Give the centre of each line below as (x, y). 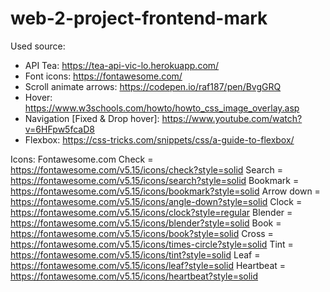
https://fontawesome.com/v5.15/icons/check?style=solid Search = (146, 169)
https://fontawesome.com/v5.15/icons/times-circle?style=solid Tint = (152, 244)
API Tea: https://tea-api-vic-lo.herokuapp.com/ (122, 65)
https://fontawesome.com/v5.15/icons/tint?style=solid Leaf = (135, 254)
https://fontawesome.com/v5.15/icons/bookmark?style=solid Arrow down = (165, 191)
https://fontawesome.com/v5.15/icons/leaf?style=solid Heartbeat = (148, 265)
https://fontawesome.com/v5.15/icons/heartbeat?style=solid (134, 276)
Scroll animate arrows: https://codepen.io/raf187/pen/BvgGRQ (153, 86)
